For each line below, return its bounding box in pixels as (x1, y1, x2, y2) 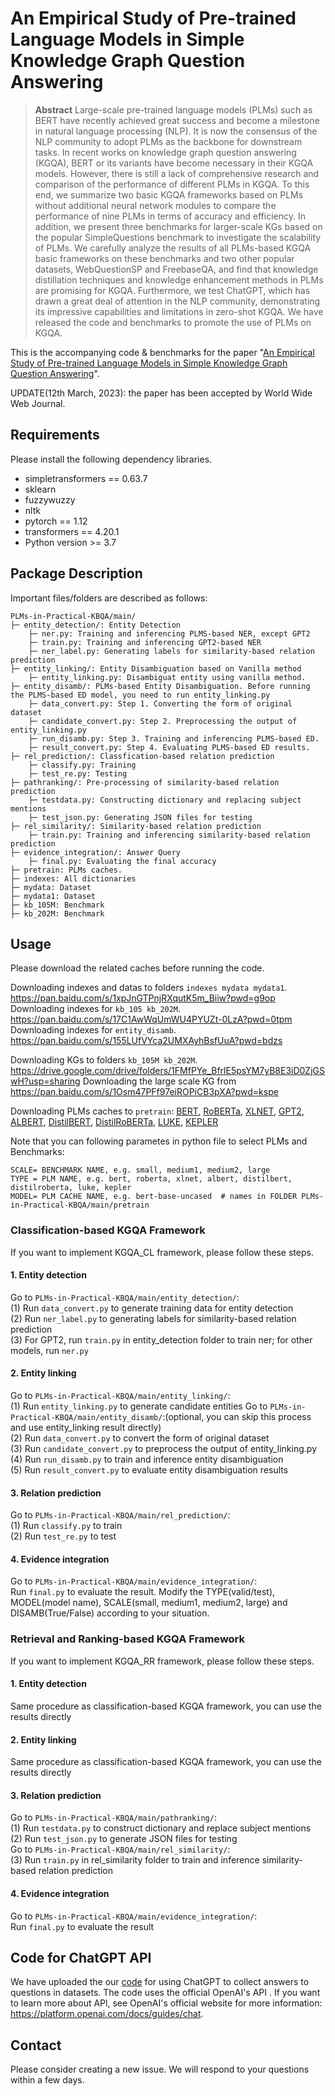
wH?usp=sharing (10, 1075, 81, 1087)
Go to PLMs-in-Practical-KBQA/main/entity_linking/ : (10, 1390, 231, 1402)
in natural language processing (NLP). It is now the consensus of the (34, 125, 318, 137)
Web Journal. (10, 397, 66, 409)
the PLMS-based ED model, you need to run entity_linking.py (10, 690, 271, 700)
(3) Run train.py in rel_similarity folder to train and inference (10, 1854, 260, 1866)
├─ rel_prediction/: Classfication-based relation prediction (10, 751, 275, 761)
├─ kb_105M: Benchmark (10, 900, 105, 910)
